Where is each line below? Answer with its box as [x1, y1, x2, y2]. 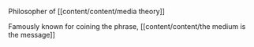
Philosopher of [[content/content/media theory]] [8, 7, 166, 16]
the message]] [8, 31, 55, 39]
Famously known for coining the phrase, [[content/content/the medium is [8, 22, 246, 31]
